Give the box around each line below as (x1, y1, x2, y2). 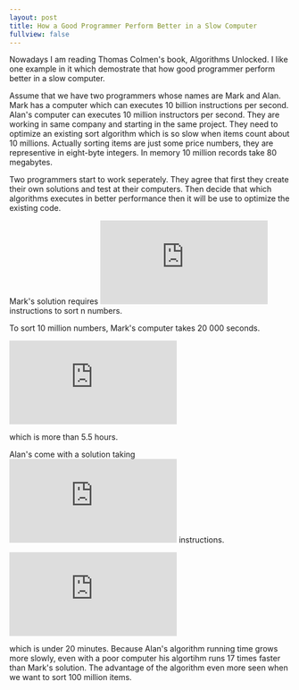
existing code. (9, 203, 62, 214)
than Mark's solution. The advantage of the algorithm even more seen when (9, 662, 288, 673)
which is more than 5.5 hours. (9, 432, 119, 442)
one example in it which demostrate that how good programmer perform (9, 63, 276, 74)
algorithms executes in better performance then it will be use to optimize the (9, 193, 290, 204)
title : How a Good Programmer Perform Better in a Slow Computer (9, 21, 257, 30)
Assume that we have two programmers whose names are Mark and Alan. (9, 90, 281, 101)
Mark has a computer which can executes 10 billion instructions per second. (9, 100, 289, 111)
